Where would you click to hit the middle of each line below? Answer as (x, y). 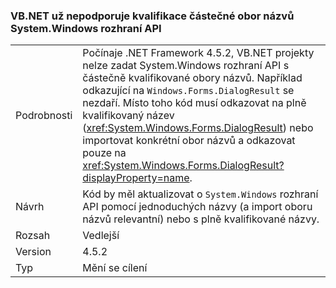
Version (33, 252)
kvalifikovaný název (128, 116)
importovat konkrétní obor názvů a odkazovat (189, 141)
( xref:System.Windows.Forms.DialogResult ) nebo (198, 128)
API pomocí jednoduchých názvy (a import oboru (197, 207)
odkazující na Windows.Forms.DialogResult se (188, 91)
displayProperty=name (136, 178)
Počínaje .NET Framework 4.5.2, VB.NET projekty (198, 53)
